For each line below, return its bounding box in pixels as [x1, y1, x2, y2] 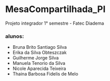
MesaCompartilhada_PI [5, 4, 106, 15]
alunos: [5, 33, 24, 40]
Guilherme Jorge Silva [12, 55, 59, 61]
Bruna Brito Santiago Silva [12, 44, 67, 50]
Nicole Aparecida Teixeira [12, 65, 67, 71]
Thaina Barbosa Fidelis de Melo [12, 71, 78, 77]
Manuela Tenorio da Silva [12, 60, 66, 66]
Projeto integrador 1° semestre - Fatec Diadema [5, 20, 104, 26]
